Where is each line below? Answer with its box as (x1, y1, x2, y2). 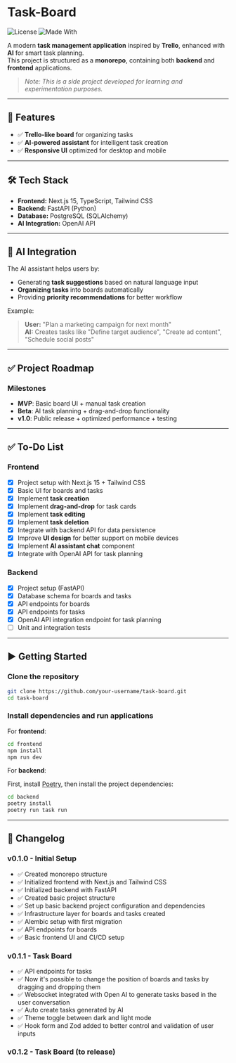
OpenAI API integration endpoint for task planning (17, 615, 162, 624)
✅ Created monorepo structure (17, 870, 107, 878)
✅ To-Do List (7, 441, 64, 453)
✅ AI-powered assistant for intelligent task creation (17, 138, 169, 146)
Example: (7, 307, 34, 315)
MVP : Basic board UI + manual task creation (17, 399, 146, 408)
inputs (17, 1029, 37, 1038)
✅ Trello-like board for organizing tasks (17, 130, 133, 138)
